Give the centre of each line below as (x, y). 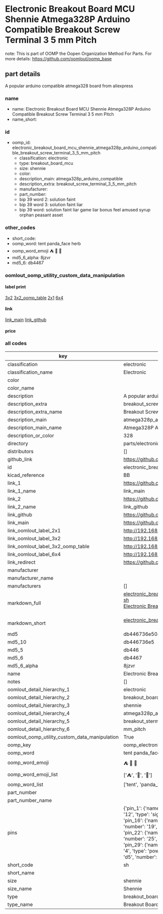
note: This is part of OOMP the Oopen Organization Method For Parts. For (78, 53)
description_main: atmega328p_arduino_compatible (71, 179)
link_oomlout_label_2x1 (34, 531)
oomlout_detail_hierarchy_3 (39, 705)
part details (23, 74)
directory (18, 443)
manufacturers (24, 586)
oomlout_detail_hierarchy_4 (39, 713)
